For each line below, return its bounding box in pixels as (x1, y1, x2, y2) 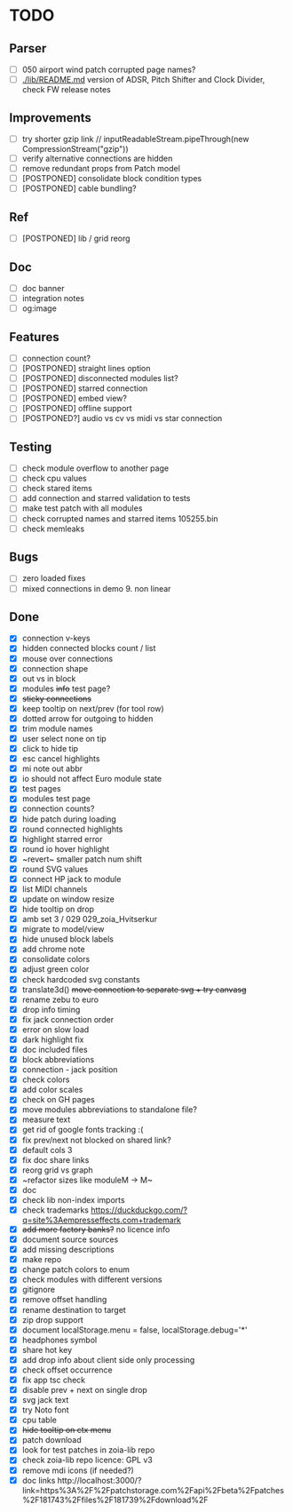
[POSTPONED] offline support (21, 403, 132, 414)
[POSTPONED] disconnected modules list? (21, 373, 179, 384)
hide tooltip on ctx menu (21, 1425, 112, 1436)
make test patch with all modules (21, 503, 143, 513)
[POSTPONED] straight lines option (21, 363, 151, 373)
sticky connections (21, 693, 91, 704)
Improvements (9, 110, 91, 125)
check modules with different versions (21, 1274, 162, 1285)
